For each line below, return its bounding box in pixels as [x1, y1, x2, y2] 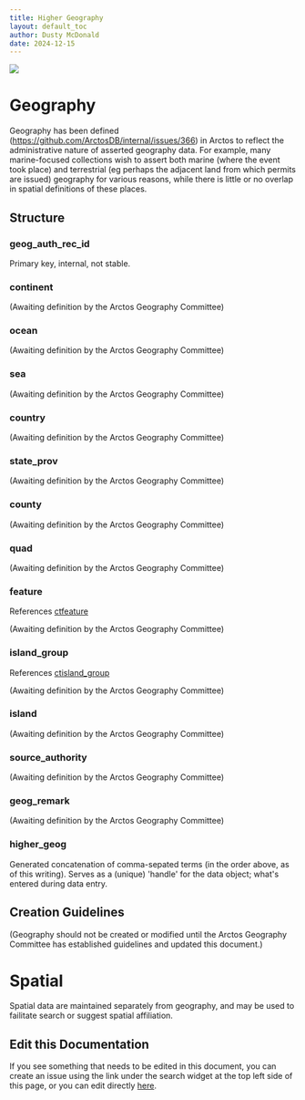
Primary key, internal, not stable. [9, 257, 131, 269]
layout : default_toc [9, 22, 88, 31]
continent [9, 280, 54, 293]
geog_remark [9, 794, 70, 807]
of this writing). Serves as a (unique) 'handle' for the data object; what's [9, 868, 280, 879]
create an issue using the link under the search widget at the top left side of [9, 1071, 293, 1082]
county [9, 498, 43, 511]
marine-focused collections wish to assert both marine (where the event [9, 154, 280, 165]
